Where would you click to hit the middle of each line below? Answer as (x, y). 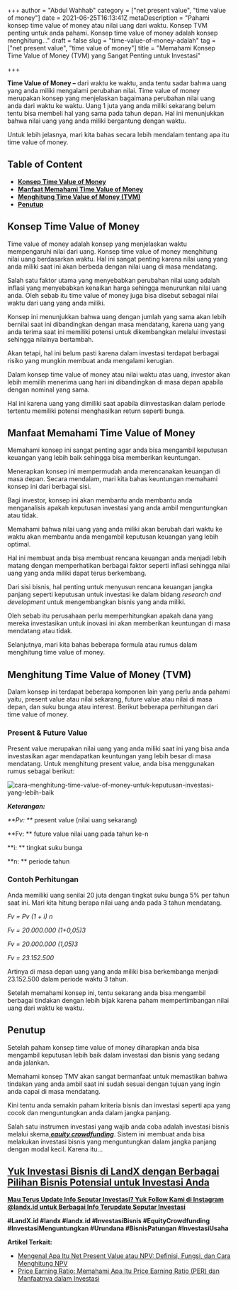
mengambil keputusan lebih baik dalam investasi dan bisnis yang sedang (113, 1055)
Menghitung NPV (42, 1264)
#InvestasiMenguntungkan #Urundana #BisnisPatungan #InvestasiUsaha (118, 1228)
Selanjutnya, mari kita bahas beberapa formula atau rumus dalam (102, 645)
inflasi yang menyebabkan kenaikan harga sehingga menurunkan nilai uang (117, 288)
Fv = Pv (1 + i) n (30, 916)
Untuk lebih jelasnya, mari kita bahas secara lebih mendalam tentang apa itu (118, 135)
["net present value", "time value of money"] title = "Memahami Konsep (112, 48)
